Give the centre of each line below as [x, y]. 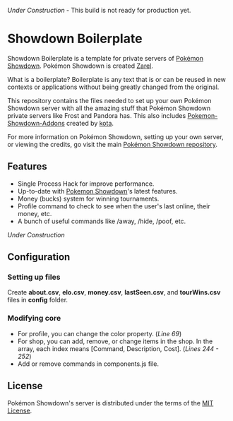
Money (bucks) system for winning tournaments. [88, 198]
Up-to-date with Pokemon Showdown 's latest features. [97, 191]
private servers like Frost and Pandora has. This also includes [97, 115]
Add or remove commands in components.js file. [88, 364]
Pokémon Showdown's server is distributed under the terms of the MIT [110, 403]
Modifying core [34, 319]
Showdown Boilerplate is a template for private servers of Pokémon [105, 58]
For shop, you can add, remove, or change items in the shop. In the [115, 341]
